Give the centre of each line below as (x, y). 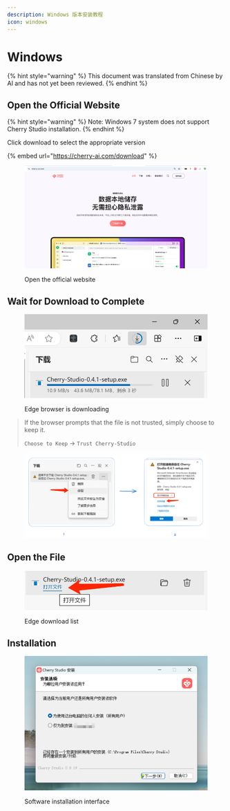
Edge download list (52, 622)
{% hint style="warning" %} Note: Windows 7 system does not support (108, 122)
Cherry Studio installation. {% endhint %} (66, 129)
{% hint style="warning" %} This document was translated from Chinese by (115, 76)
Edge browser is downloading (67, 409)
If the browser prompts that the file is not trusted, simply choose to (119, 422)
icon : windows (28, 22)
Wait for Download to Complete (76, 301)
